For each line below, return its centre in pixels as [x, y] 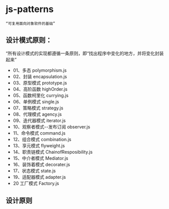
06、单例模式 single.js [36, 101]
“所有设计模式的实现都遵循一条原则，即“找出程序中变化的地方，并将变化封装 [85, 53]
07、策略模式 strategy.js [38, 108]
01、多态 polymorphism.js [40, 70]
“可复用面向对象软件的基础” [31, 24]
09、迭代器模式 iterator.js [39, 120]
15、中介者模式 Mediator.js [40, 158]
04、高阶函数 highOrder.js [40, 89]
